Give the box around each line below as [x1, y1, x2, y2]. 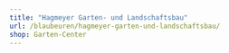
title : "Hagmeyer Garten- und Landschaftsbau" [9, 13, 188, 22]
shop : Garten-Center [9, 30, 88, 39]
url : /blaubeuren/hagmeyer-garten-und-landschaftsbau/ [9, 22, 221, 31]
